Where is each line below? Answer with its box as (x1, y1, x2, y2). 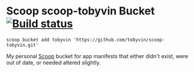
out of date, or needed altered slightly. (6, 59, 101, 66)
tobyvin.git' (6, 42, 39, 48)
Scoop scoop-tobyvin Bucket (6, 4, 155, 18)
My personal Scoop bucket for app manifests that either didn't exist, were (6, 52, 189, 59)
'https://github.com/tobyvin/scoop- (73, 37, 165, 43)
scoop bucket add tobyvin (6, 37, 71, 43)
